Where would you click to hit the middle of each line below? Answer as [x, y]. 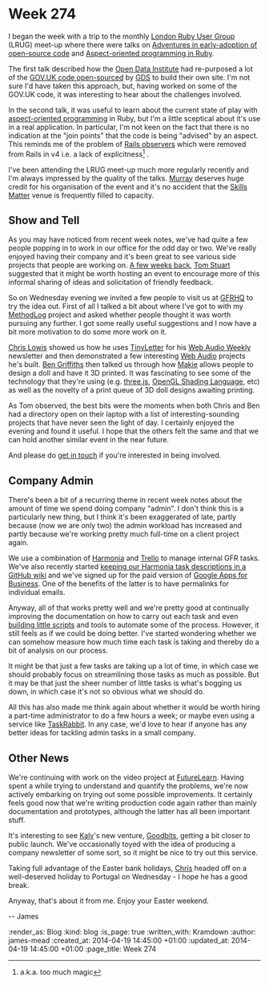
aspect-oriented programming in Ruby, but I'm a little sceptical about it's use [134, 118]
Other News [39, 758]
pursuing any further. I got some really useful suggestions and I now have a [132, 324]
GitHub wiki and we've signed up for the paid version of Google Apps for [128, 576]
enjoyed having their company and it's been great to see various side [122, 257]
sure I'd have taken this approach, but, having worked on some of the [123, 86]
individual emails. [37, 592]
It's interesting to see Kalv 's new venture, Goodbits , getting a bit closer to [129, 836]
